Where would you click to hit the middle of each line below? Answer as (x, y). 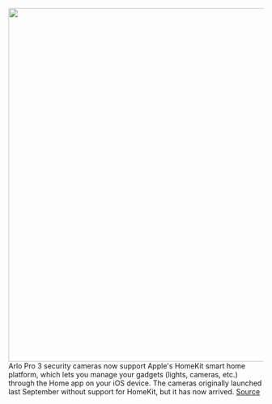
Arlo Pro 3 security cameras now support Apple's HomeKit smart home (127, 366)
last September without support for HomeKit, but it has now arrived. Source (134, 391)
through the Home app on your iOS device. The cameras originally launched (135, 383)
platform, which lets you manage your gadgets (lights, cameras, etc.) (123, 375)
